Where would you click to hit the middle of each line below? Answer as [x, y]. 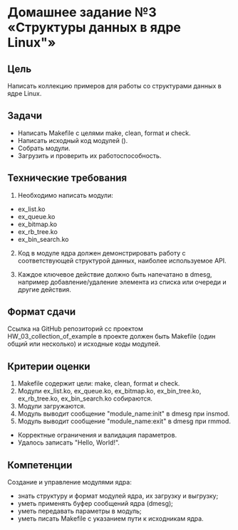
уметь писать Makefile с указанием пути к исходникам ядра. [111, 519]
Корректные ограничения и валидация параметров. [97, 435]
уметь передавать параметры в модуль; [79, 511]
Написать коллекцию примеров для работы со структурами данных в [115, 86]
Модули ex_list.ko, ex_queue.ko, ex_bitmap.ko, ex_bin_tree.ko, [109, 391]
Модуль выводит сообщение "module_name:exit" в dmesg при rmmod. [124, 421]
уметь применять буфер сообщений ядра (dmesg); [95, 504]
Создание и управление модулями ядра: [69, 482]
